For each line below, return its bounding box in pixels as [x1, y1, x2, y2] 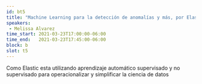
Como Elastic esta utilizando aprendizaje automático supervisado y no [6, 64, 180, 71]
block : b [6, 43, 28, 49]
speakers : [6, 20, 31, 26]
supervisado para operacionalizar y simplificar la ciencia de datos [6, 70, 170, 78]
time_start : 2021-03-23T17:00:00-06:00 [6, 31, 106, 37]
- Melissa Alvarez [8, 25, 55, 32]
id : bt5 [6, 8, 26, 15]
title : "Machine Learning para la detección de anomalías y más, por [6, 14, 185, 20]
